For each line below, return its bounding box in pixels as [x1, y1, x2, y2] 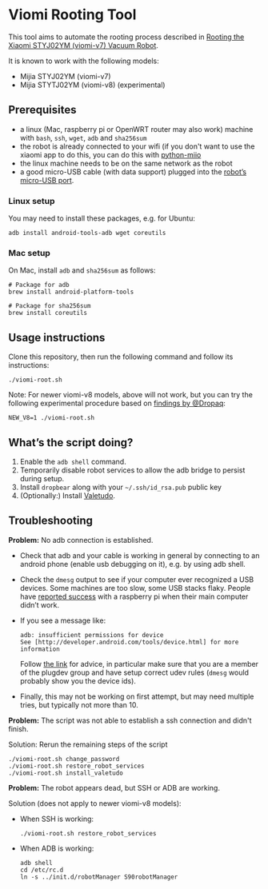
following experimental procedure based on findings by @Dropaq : [8, 398, 226, 409]
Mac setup [8, 247, 50, 258]
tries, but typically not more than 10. [19, 700, 138, 709]
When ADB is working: [19, 843, 94, 853]
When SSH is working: [19, 814, 94, 823]
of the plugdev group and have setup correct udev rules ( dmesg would [19, 668, 250, 677]
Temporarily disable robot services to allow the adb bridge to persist [19, 465, 246, 475]
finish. [8, 724, 29, 733]
